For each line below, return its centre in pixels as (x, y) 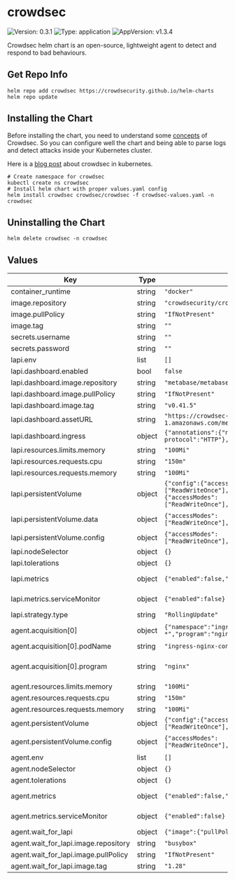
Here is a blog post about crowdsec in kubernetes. (80, 164)
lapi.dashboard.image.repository (64, 383)
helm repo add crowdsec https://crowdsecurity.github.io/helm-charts (111, 91)
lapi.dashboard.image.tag (52, 406)
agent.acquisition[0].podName (61, 647)
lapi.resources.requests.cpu (57, 462)
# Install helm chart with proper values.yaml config (87, 189)
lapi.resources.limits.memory (58, 451)
